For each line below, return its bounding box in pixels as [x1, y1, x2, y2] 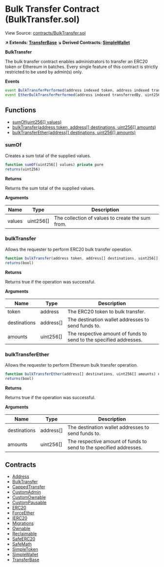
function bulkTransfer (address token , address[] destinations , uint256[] [5, 256, 159, 260]
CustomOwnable [12, 495, 46, 500]
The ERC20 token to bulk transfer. [67, 308, 145, 315]
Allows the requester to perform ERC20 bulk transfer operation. [5, 246, 133, 252]
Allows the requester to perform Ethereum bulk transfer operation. [5, 362, 138, 368]
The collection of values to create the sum [54, 214, 150, 221]
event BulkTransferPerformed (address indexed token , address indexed [5, 88, 150, 93]
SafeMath [12, 541, 32, 547]
